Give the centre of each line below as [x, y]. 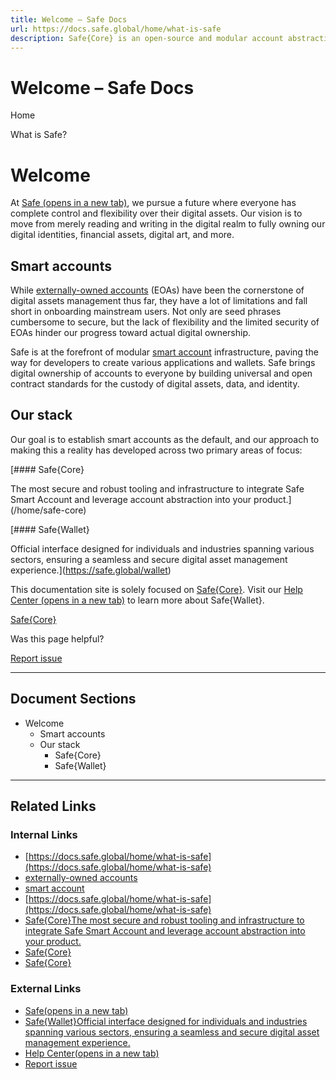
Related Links [53, 806]
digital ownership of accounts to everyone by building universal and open [161, 373]
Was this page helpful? [57, 638]
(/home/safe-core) [48, 510]
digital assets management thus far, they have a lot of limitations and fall [159, 301]
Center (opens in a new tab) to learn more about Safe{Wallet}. [137, 600]
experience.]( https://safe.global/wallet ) [91, 570]
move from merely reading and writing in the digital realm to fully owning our [168, 224]
